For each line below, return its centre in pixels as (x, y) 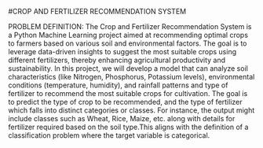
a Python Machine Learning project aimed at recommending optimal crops (128, 35)
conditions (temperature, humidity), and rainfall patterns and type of (118, 85)
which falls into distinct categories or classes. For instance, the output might (131, 110)
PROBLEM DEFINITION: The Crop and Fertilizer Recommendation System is (130, 26)
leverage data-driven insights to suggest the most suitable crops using (122, 52)
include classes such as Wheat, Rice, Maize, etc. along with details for (122, 118)
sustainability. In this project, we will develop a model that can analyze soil (128, 68)
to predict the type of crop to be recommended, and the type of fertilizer (125, 102)
